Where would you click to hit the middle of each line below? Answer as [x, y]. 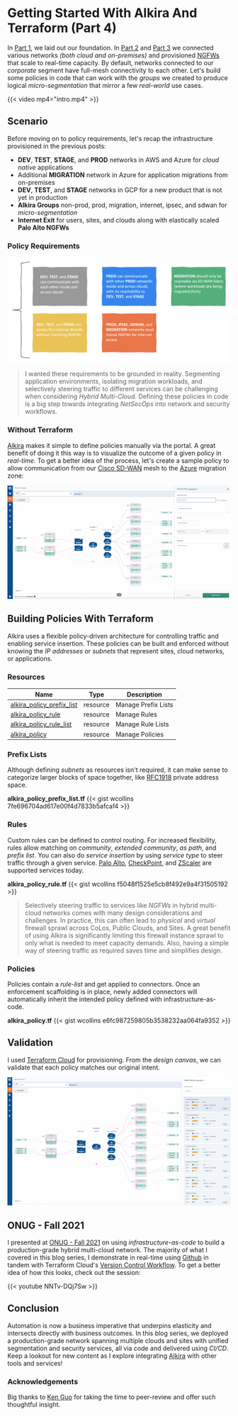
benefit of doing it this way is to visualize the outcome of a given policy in [114, 453]
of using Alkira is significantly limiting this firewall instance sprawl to [124, 935]
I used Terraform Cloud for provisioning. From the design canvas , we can [114, 1060]
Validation [30, 1043]
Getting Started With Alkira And [102, 13]
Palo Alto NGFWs [43, 227]
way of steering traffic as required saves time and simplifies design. [124, 950]
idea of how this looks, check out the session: [74, 1273]
